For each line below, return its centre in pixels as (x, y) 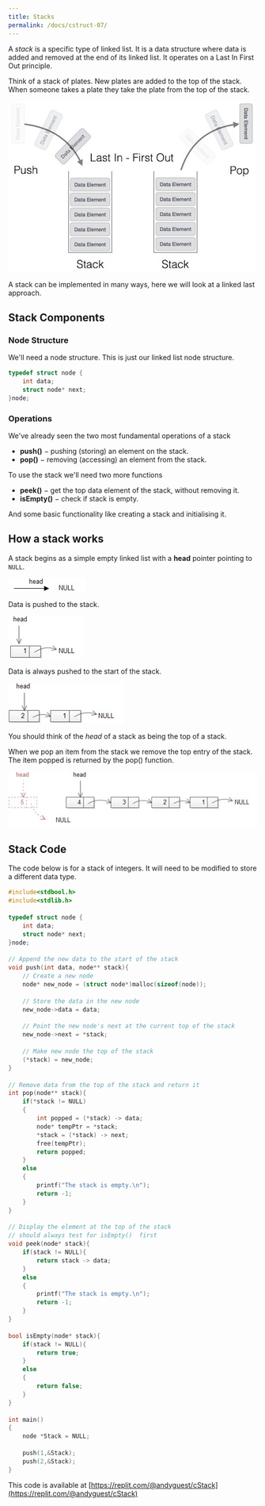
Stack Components (57, 317)
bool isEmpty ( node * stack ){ (55, 1336)
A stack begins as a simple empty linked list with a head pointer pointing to (131, 558)
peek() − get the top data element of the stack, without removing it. (129, 490)
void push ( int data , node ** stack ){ (68, 968)
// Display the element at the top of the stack (90, 1227)
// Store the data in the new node (81, 1001)
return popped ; (62, 1152)
